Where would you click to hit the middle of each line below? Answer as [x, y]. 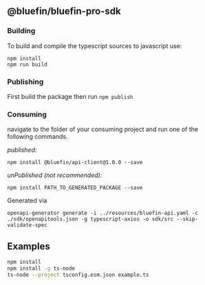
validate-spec [28, 225]
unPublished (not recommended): [55, 175]
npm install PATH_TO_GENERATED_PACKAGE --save [75, 188]
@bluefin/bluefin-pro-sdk [64, 11]
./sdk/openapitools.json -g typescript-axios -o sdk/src [90, 219]
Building [21, 31]
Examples [29, 246]
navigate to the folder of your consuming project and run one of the [102, 129]
